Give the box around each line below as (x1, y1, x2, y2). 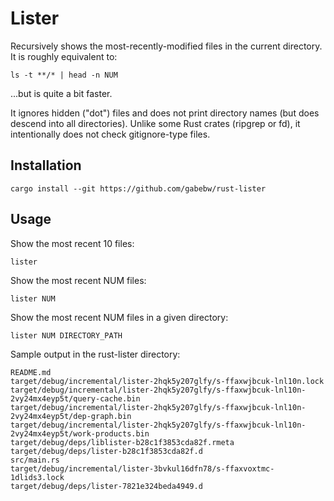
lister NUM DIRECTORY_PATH (10, 330, 123, 341)
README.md (10, 367, 52, 377)
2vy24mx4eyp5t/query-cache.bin (10, 393, 141, 404)
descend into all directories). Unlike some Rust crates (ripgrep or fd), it (10, 117, 301, 129)
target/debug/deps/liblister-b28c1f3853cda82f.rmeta (10, 437, 235, 447)
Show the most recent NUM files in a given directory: (10, 311, 229, 323)
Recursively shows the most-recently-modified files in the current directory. (10, 40, 323, 52)
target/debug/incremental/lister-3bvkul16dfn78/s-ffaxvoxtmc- (10, 463, 275, 474)
